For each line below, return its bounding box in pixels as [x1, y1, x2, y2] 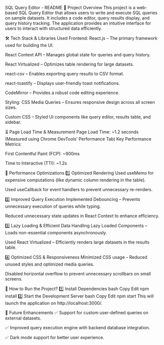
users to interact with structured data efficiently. [5, 25, 102, 31]
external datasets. [5, 315, 42, 321]
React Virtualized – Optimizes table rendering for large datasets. [5, 61, 134, 67]
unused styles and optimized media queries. [5, 261, 94, 267]
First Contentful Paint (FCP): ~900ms [5, 151, 80, 156]
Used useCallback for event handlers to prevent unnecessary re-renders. [5, 187, 153, 192]
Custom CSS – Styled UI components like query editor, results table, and [5, 114, 151, 120]
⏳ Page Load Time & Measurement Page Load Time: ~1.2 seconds [5, 129, 139, 135]
